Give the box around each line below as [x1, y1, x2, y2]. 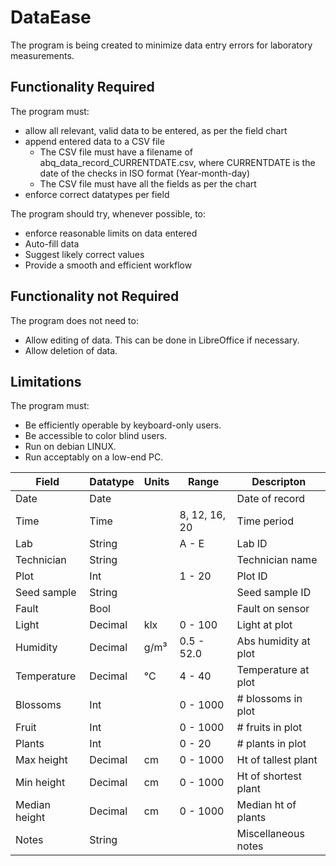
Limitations [10, 373, 82, 390]
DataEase [10, 6, 92, 29]
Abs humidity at [236, 634, 311, 648]
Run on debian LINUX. [24, 441, 117, 453]
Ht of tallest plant [236, 753, 318, 767]
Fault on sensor [236, 602, 310, 616]
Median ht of [236, 798, 297, 812]
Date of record [236, 492, 306, 506]
